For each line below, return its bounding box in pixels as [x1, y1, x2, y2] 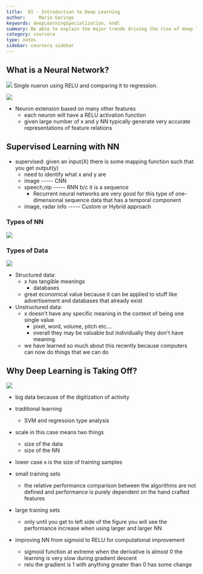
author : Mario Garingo [6, 15, 74, 21]
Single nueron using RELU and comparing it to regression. [13, 82, 158, 89]
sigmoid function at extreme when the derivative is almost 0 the [24, 548, 183, 555]
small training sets [14, 470, 60, 477]
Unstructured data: [14, 304, 62, 311]
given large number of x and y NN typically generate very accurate [24, 117, 190, 125]
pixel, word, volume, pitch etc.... [33, 323, 113, 330]
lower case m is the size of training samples [14, 458, 123, 466]
